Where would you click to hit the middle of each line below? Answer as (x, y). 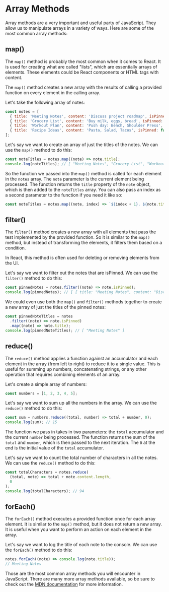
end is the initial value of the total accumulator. (55, 448)
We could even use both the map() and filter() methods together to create (83, 302)
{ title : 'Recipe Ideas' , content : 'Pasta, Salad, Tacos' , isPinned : (84, 130)
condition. (16, 248)
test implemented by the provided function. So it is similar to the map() (78, 237)
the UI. (12, 263)
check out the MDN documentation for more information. (64, 584)
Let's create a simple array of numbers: (46, 384)
